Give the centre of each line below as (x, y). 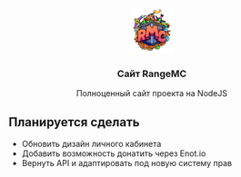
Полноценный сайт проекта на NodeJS (152, 93)
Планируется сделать (74, 122)
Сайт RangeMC (152, 74)
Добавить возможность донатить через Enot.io (114, 153)
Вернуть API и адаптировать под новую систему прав (127, 163)
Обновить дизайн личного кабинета (91, 144)
